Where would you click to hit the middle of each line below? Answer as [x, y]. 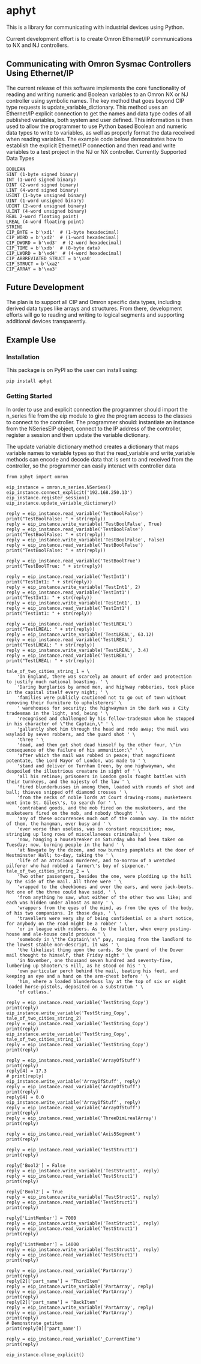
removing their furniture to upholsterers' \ [64, 703]
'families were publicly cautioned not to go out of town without [102, 698]
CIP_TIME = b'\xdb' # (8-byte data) [53, 248]
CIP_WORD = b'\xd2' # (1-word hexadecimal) [63, 237]
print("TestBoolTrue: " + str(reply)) [55, 566]
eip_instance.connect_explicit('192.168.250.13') [70, 492]
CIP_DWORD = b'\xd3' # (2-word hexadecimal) [64, 243]
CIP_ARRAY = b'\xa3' [32, 269]
